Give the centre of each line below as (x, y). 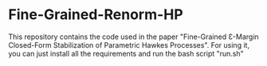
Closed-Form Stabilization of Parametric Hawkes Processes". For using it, (129, 45)
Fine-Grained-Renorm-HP (96, 15)
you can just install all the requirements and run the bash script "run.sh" (126, 53)
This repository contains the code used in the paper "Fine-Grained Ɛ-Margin (133, 37)
